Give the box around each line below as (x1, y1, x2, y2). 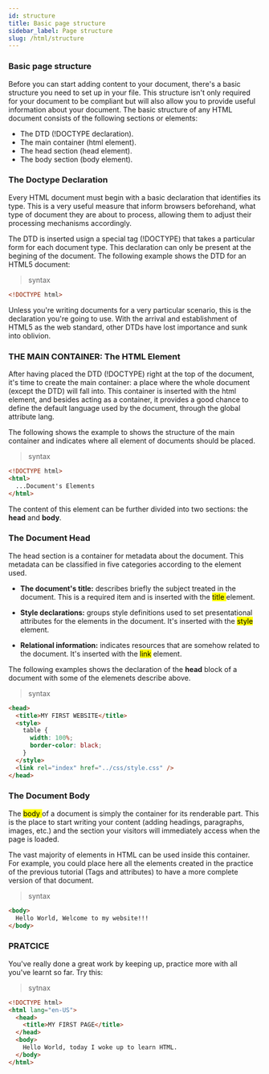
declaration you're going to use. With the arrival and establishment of (8, 314, 238, 323)
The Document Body (8, 790, 91, 801)
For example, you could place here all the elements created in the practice (8, 858, 254, 868)
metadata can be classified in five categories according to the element (8, 560, 242, 569)
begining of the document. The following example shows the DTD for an (8, 251, 247, 260)
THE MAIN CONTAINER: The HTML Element (8, 350, 181, 362)
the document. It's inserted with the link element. (19, 649, 182, 658)
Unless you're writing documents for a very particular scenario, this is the (8, 305, 251, 314)
